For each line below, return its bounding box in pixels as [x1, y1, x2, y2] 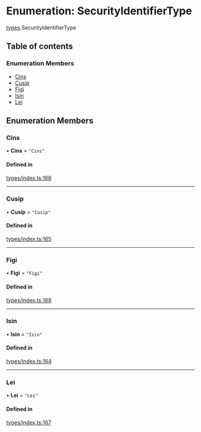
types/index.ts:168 [6, 296, 52, 303]
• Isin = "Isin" [6, 330, 43, 337]
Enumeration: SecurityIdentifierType [6, 4, 193, 18]
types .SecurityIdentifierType [6, 24, 77, 31]
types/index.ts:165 [6, 235, 52, 243]
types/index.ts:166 [6, 174, 52, 181]
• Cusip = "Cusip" [6, 208, 51, 215]
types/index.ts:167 [6, 419, 51, 426]
